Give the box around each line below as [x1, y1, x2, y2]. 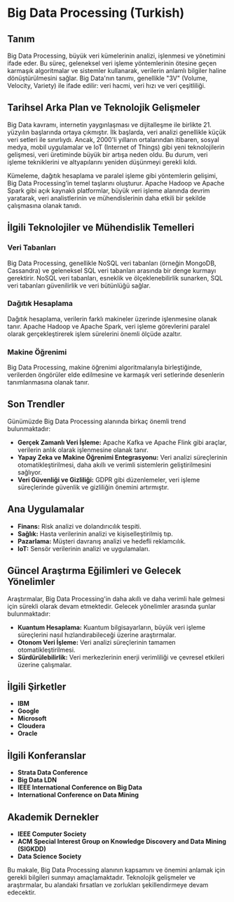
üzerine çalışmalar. [17, 660, 72, 669]
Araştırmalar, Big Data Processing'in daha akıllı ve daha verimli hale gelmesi [7, 594, 226, 603]
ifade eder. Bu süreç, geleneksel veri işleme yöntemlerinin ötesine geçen [7, 59, 217, 67]
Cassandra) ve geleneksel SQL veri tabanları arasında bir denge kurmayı [7, 266, 216, 275]
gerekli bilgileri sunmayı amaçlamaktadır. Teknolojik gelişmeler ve [7, 873, 196, 882]
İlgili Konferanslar [7, 749, 86, 761]
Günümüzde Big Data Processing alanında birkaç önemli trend [7, 417, 186, 425]
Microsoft [17, 714, 47, 723]
